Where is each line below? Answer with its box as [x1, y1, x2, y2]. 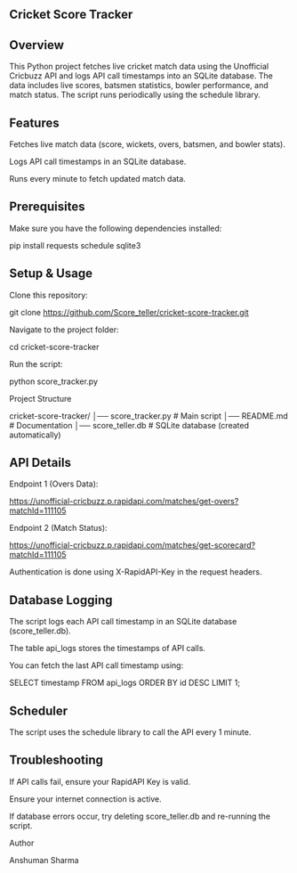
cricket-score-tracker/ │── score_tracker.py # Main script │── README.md [9, 410, 289, 421]
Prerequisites [9, 200, 85, 215]
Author [9, 837, 35, 848]
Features [9, 115, 60, 130]
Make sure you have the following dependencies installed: [9, 223, 222, 233]
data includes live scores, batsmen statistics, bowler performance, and [9, 80, 269, 91]
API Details [9, 455, 71, 470]
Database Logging [9, 592, 113, 608]
